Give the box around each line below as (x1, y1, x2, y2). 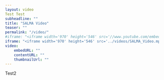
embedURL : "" (14, 48, 41, 53)
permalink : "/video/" (5, 30, 49, 35)
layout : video (5, 7, 34, 12)
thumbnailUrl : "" (14, 57, 49, 62)
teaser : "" (5, 25, 27, 30)
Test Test (5, 12, 25, 17)
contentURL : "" (14, 52, 45, 58)
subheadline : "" (5, 16, 38, 21)
